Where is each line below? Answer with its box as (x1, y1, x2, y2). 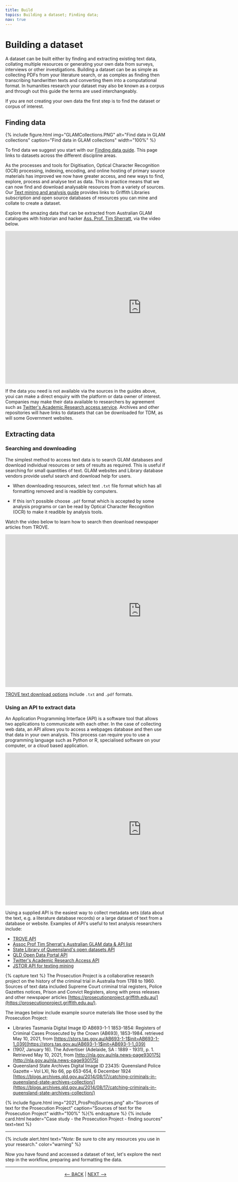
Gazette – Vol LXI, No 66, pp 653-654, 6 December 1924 (12, 1068, 131, 1075)
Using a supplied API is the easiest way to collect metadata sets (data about (5, 910, 164, 916)
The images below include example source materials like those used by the (5, 1009, 163, 1016)
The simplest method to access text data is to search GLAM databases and (5, 456, 163, 462)
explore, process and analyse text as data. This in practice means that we (5, 179, 160, 185)
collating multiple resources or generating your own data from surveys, (5, 61, 154, 67)
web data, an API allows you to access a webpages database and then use (5, 726, 162, 732)
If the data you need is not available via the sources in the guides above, (5, 388, 157, 394)
